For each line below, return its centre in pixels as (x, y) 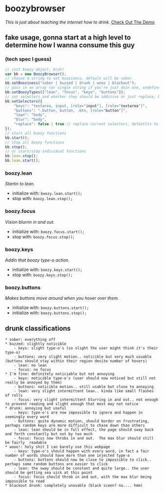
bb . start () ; (17, 138)
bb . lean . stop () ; (21, 156)
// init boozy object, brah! (35, 69)
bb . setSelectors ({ (24, 101)
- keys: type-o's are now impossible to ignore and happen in (78, 413)
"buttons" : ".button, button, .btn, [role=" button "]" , (71, 110)
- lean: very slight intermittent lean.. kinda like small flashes (84, 391)
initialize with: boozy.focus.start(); (48, 232)
